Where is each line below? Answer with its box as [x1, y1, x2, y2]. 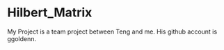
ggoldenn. [7, 34, 37, 42]
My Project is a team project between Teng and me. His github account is [7, 27, 218, 36]
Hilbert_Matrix [7, 5, 93, 21]
